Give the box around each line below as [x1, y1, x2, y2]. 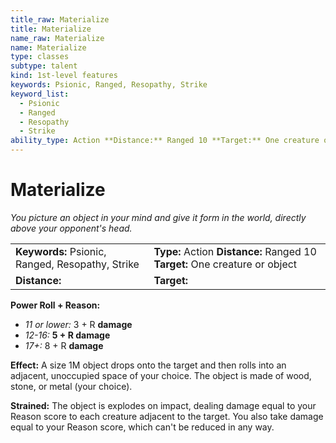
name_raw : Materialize [10, 33, 105, 43]
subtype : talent [10, 61, 78, 71]
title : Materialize [10, 24, 92, 34]
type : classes [10, 52, 70, 62]
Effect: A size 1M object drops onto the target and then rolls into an [10, 359, 287, 371]
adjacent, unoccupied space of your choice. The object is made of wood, [10, 369, 312, 381]
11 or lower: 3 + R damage [24, 318, 133, 330]
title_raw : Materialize [10, 14, 110, 25]
